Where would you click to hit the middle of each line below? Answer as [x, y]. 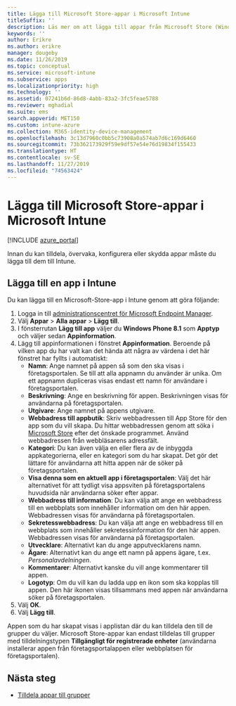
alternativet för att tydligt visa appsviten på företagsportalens [117, 485]
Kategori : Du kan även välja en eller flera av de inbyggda [110, 448]
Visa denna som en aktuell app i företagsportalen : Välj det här [119, 478]
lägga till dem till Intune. [41, 261]
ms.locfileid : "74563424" [45, 171]
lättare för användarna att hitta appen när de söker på [105, 463]
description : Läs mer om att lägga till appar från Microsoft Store [110, 27]
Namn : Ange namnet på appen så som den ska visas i [106, 366]
